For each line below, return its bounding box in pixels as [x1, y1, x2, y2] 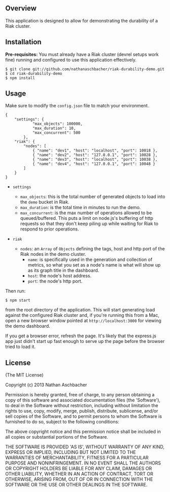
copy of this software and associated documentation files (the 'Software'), [5, 397, 161, 403]
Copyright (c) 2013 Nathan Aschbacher [5, 382, 87, 388]
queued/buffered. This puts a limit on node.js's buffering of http [20, 215, 154, 221]
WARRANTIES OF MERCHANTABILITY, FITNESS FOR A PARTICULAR [5, 455, 149, 461]
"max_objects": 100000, [32, 122, 83, 127]
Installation [5, 38, 42, 46]
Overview [5, 4, 37, 13]
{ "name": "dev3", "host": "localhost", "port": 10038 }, [32, 157, 158, 162]
